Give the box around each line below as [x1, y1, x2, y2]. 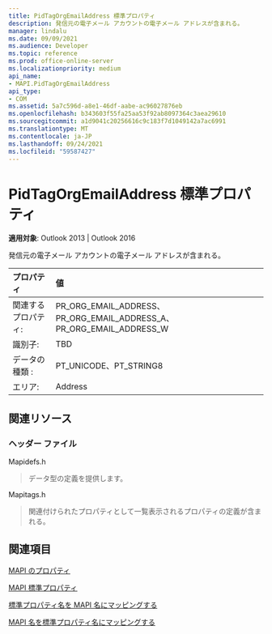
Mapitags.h [8, 490, 46, 499]
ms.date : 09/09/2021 [8, 34, 79, 43]
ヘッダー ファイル [8, 438, 77, 449]
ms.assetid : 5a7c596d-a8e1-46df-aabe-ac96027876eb [8, 102, 183, 110]
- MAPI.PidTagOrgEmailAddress [8, 79, 111, 87]
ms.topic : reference [8, 49, 79, 57]
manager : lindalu [8, 27, 67, 35]
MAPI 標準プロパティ [8, 582, 79, 592]
